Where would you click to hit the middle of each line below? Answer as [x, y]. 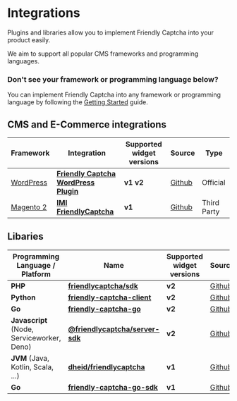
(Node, [22, 329]
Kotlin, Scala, [32, 366]
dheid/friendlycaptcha [107, 366]
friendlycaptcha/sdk [103, 285]
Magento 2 [29, 207]
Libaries [25, 236]
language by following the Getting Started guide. [78, 102]
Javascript [29, 320]
